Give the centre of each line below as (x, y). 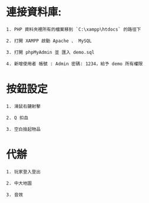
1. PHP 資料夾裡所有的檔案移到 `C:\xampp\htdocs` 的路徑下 (74, 29)
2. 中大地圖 (19, 183)
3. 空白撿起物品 (23, 129)
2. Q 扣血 (17, 118)
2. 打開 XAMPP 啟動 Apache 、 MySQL (49, 41)
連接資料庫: (34, 12)
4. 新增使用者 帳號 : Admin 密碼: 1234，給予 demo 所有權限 (74, 64)
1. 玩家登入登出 (23, 172)
